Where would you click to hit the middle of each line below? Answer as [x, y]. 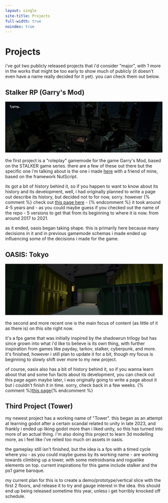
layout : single [21, 11]
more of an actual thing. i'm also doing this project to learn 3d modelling [79, 434]
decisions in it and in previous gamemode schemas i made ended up [76, 233]
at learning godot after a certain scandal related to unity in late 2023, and [80, 424]
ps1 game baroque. [25, 471]
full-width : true [23, 21]
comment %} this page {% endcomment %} [49, 390]
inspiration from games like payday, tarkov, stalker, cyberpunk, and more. [81, 348]
